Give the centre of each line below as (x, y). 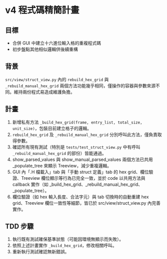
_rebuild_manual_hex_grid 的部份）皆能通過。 (59, 153)
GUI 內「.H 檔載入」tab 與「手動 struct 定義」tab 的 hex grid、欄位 (81, 172)
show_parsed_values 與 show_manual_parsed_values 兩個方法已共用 (83, 159)
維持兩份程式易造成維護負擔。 (44, 92)
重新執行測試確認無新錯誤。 (41, 252)
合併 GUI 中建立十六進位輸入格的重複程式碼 (57, 43)
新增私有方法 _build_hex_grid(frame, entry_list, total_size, (77, 122)
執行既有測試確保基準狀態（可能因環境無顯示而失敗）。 (68, 239)
